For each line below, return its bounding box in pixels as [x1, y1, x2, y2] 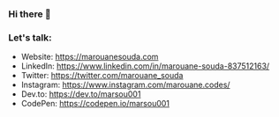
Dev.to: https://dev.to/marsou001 [20, 89, 141, 99]
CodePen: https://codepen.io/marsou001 [20, 99, 170, 109]
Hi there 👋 [8, 8, 52, 20]
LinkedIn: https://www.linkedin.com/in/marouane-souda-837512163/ [20, 61, 270, 71]
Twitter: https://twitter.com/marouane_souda [20, 70, 184, 81]
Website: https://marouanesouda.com [20, 52, 159, 62]
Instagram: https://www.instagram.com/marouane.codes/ [20, 79, 230, 91]
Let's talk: [8, 31, 52, 43]
